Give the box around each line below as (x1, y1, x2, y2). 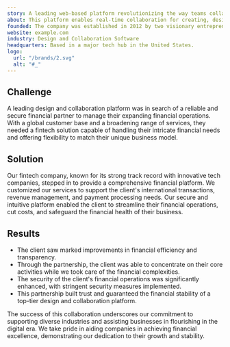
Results (7, 227, 40, 240)
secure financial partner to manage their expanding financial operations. (7, 112, 211, 120)
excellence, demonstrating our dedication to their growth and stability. (7, 332, 205, 340)
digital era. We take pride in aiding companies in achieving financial (7, 324, 197, 333)
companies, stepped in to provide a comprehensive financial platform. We (7, 179, 216, 187)
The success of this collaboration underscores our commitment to (7, 310, 194, 318)
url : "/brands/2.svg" (13, 55, 75, 62)
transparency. (16, 253, 57, 261)
